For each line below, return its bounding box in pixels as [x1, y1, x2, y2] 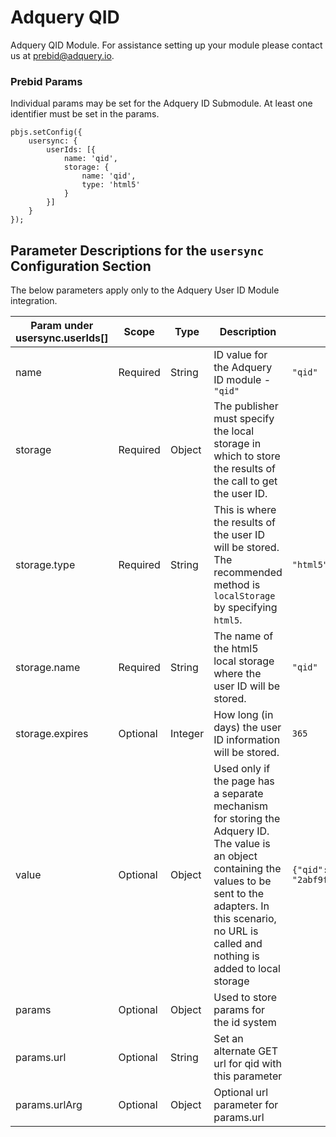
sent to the [213, 887, 264, 901]
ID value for [213, 348, 268, 362]
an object [213, 849, 258, 863]
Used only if [213, 762, 271, 776]
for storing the [213, 812, 281, 826]
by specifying [213, 601, 278, 615]
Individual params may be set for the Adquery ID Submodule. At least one [10, 97, 313, 110]
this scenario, [213, 912, 277, 926]
